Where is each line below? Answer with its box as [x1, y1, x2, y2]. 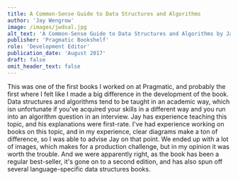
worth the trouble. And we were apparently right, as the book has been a [7, 150, 220, 158]
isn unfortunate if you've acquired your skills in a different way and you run [7, 104, 226, 113]
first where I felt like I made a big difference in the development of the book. [7, 90, 229, 98]
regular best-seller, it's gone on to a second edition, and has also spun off [7, 157, 223, 166]
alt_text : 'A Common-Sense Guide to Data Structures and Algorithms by [7, 30, 223, 37]
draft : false [7, 56, 46, 64]
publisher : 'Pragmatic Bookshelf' [7, 37, 110, 44]
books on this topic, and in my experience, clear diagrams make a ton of [7, 127, 218, 136]
